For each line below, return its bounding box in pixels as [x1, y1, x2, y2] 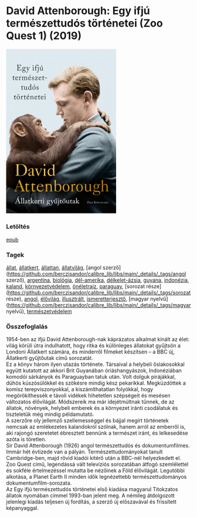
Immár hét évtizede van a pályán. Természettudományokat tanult [6, 448, 163, 455]
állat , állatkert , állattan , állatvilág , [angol [6, 264, 101, 271]
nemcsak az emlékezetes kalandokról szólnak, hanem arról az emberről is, [6, 423, 186, 431]
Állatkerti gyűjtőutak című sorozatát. [6, 355, 93, 362]
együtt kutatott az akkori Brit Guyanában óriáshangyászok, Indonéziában [6, 367, 182, 374]
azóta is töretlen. [6, 436, 47, 443]
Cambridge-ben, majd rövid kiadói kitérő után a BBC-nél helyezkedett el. [6, 455, 182, 462]
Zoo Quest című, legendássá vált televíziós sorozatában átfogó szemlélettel [6, 461, 189, 468]
